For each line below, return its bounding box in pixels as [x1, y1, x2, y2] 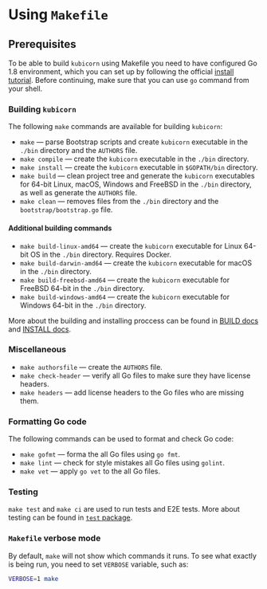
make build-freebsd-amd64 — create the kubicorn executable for [19, 275, 230, 285]
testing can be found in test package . [8, 512, 133, 523]
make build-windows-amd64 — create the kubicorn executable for [19, 292, 230, 301]
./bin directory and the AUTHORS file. [19, 146, 138, 155]
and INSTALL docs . [8, 324, 72, 334]
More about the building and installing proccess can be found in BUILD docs [8, 316, 259, 325]
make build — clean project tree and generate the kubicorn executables [19, 171, 255, 181]
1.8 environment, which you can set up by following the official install [8, 67, 234, 77]
